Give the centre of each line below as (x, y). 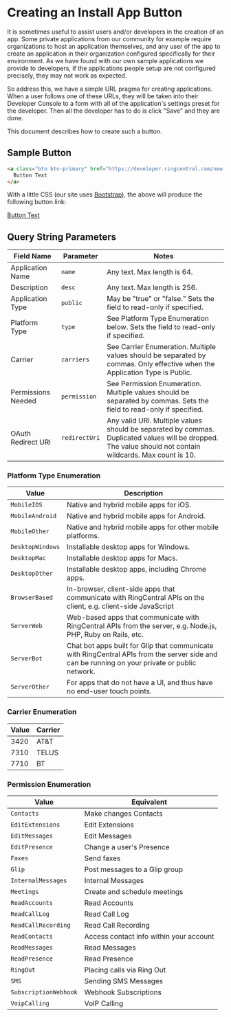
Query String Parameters (62, 237)
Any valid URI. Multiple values (154, 421)
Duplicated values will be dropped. (162, 438)
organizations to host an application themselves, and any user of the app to (114, 46)
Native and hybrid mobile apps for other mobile (142, 527)
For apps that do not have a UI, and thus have (140, 683)
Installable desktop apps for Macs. (122, 558)
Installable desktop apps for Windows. (128, 547)
